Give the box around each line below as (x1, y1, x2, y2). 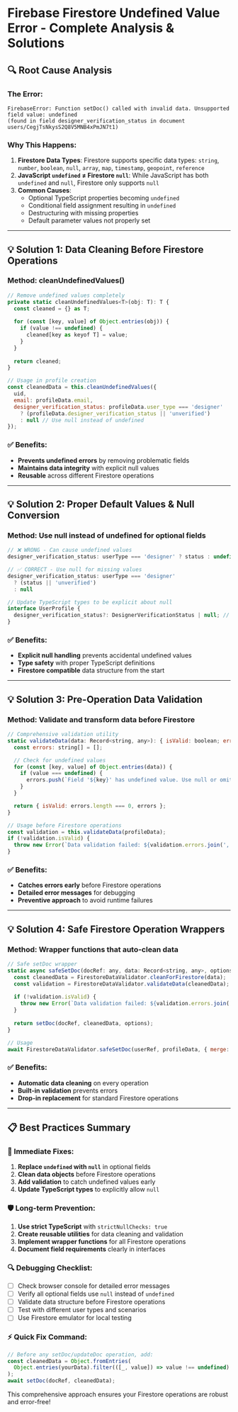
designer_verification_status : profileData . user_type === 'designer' (13, 403, 223, 410)
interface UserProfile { (7, 605, 81, 612)
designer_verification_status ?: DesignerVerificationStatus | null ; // (13, 611, 230, 619)
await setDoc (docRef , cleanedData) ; (7, 1377, 115, 1384)
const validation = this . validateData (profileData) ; (7, 828, 166, 835)
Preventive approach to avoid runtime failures (17, 896, 154, 905)
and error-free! (7, 1398, 51, 1406)
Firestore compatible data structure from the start (17, 666, 165, 674)
